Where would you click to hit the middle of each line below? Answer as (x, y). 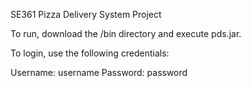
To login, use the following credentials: (90, 53)
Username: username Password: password (99, 72)
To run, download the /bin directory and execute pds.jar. (126, 33)
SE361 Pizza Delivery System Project (86, 14)
